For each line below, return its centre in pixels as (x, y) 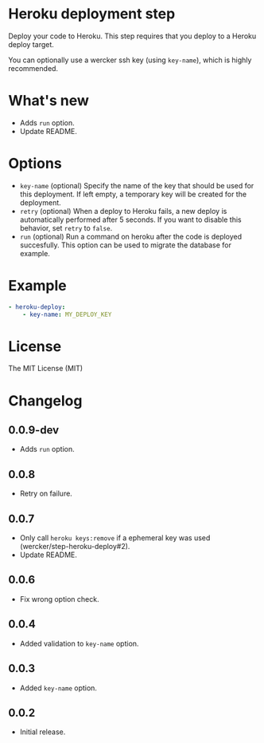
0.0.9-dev (34, 431)
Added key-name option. (58, 688)
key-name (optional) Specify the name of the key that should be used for (137, 185)
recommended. (33, 68)
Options (35, 164)
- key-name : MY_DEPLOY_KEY (67, 314)
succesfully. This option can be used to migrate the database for (126, 245)
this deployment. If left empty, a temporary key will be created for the (133, 194)
